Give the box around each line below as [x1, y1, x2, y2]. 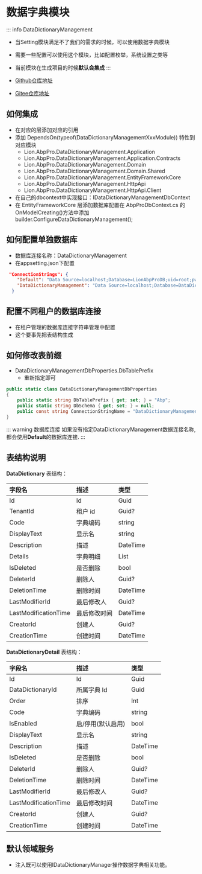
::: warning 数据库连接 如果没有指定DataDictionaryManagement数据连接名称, [6, 426, 196, 433]
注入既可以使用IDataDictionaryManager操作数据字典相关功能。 [14, 861, 171, 868]
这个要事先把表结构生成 [14, 331, 73, 338]
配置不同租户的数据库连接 [6, 306, 101, 317]
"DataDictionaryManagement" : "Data [17, 282, 106, 289]
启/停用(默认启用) [76, 719, 126, 728]
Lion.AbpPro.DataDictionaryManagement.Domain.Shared [23, 167, 165, 174]
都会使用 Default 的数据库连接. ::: [6, 433, 85, 441]
